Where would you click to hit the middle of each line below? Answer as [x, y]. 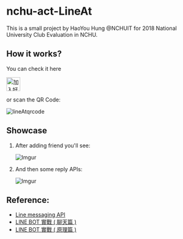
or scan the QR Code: [34, 100]
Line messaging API [40, 215]
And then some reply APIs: [49, 169]
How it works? [34, 54]
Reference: [28, 200]
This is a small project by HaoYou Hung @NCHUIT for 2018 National [92, 28]
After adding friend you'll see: [53, 145]
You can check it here [34, 68]
